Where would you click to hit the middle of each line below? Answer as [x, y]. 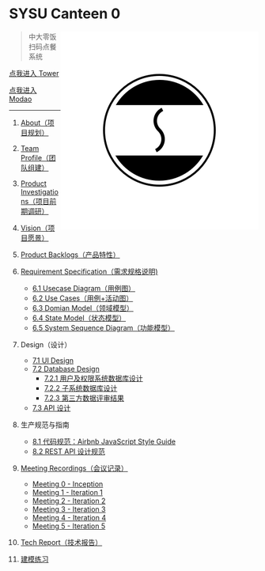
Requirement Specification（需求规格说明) [89, 271]
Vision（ [34, 228]
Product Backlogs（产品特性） [70, 255]
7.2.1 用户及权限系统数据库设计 [93, 378]
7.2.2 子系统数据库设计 [81, 388]
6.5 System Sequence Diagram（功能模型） [103, 327]
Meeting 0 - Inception [68, 484]
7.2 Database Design [66, 369]
